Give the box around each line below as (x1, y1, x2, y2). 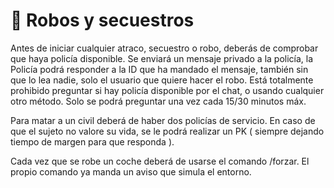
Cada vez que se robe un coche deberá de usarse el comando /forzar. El (10, 155, 310, 167)
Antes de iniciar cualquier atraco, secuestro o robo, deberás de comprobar (10, 42, 319, 54)
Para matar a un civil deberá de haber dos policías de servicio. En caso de (10, 114, 316, 126)
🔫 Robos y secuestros (10, 9, 195, 32)
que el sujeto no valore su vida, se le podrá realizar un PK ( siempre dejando (10, 125, 325, 137)
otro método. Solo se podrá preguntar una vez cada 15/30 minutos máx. (10, 95, 307, 107)
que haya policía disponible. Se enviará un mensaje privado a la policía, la (10, 52, 314, 64)
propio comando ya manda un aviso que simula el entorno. (10, 165, 252, 178)
